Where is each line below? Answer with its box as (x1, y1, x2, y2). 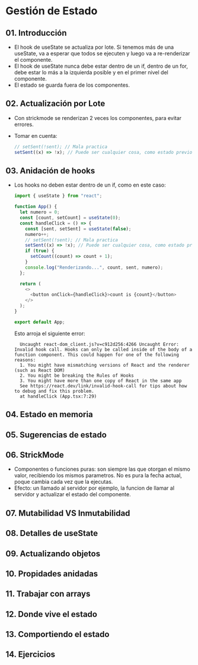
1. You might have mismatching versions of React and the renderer (20, 362, 190, 368)
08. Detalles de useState (5, 528, 98, 538)
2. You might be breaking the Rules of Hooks (20, 373, 134, 379)
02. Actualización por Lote (5, 99, 106, 109)
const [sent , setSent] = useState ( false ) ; (25, 226, 132, 232)
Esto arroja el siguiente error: (14, 330, 85, 337)
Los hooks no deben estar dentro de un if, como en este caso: (14, 181, 167, 188)
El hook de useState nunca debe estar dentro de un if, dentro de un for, (14, 62, 188, 70)
